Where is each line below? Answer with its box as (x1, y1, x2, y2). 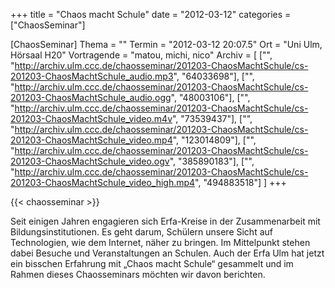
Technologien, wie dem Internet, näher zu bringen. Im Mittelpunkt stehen (10, 237, 311, 248)
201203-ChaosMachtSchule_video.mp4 (10, 134, 173, 146)
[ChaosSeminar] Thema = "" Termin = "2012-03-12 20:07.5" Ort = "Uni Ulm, (10, 39, 323, 50)
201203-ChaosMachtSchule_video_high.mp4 (10, 177, 196, 188)
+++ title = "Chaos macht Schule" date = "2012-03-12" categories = (10, 9, 292, 20)
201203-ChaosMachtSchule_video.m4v (10, 113, 173, 124)
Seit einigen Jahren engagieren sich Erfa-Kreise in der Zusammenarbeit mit (10, 215, 321, 227)
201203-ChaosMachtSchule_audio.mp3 (10, 70, 174, 82)
